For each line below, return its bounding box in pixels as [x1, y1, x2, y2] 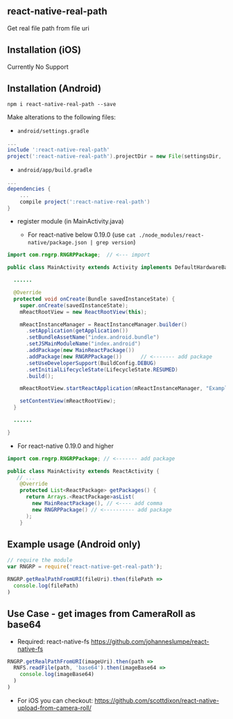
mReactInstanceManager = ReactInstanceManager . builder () [19, 321, 188, 328]
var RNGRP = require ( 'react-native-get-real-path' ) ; [7, 564, 163, 570]
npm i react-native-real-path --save [7, 101, 116, 108]
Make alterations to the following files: [7, 113, 116, 121]
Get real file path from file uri [7, 24, 90, 32]
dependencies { [7, 185, 51, 192]
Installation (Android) [7, 83, 102, 94]
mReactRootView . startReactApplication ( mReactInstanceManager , [19, 385, 203, 392]
